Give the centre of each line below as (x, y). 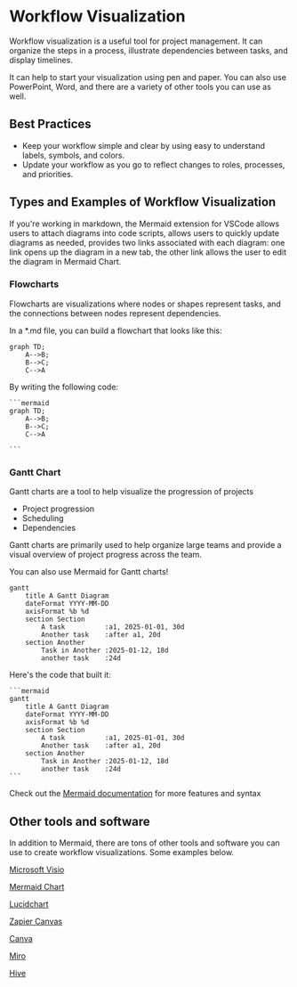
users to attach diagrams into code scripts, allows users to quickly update (144, 232)
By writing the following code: (64, 387)
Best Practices (50, 124)
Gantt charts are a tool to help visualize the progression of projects (132, 492)
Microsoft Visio (37, 869)
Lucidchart (29, 904)
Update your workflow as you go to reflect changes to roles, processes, (153, 164)
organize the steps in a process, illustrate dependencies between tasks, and (148, 50)
